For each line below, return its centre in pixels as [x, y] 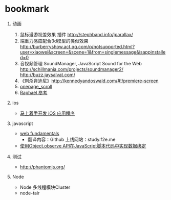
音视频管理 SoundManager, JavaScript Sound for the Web [81, 63]
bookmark [27, 9]
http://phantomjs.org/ [42, 167]
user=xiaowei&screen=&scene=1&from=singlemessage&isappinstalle [93, 52]
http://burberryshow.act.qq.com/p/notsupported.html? [77, 46]
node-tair [30, 193]
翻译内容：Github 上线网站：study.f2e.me [71, 139]
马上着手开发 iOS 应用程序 [47, 113]
